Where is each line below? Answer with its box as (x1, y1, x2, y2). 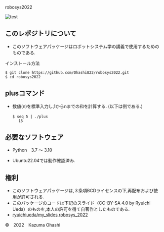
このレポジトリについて (5, 29, 77, 38)
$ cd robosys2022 (5, 74, 41, 79)
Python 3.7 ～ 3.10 (12, 147, 52, 153)
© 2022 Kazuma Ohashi (5, 222, 61, 228)
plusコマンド (5, 89, 45, 98)
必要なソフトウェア (5, 133, 64, 142)
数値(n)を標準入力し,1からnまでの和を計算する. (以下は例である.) (12, 103, 143, 109)
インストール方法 (5, 60, 40, 66)
